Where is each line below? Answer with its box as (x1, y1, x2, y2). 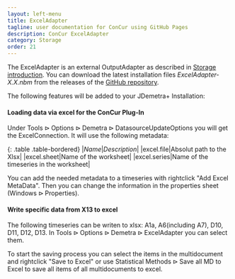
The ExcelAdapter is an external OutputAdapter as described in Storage (7, 63, 217, 71)
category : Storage (7, 37, 62, 44)
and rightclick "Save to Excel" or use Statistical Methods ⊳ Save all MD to (7, 257, 222, 266)
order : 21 (7, 43, 37, 50)
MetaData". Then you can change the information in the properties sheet (7, 182, 219, 190)
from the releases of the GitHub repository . (34, 78, 159, 86)
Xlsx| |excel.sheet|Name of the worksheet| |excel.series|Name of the (7, 153, 209, 161)
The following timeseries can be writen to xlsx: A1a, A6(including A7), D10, (7, 221, 224, 229)
